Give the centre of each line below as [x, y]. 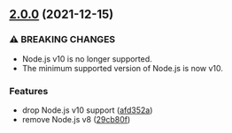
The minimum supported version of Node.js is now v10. [123, 68]
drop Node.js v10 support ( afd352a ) [87, 110]
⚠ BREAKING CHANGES [62, 40]
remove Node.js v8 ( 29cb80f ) [76, 119]
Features [29, 91]
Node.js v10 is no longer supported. [87, 59]
